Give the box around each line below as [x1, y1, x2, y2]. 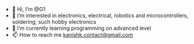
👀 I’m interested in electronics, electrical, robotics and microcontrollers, [11, 12, 189, 19]
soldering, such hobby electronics [11, 18, 97, 25]
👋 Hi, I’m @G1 [11, 6, 46, 12]
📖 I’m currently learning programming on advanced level [11, 24, 151, 32]
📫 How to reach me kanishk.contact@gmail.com [11, 32, 133, 38]
